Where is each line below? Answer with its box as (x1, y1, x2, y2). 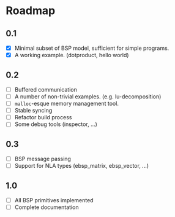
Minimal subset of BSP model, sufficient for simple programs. (14, 44, 169, 52)
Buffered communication (14, 85, 77, 93)
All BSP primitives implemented (14, 197, 94, 204)
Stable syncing (14, 107, 53, 114)
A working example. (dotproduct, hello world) (14, 52, 129, 59)
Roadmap (6, 4, 56, 18)
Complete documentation (14, 203, 79, 211)
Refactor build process (14, 114, 72, 121)
